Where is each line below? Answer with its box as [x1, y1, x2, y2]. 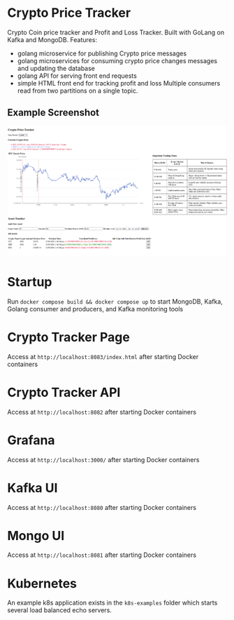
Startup [7, 274, 52, 290]
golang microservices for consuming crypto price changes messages [17, 56, 218, 65]
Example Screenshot [7, 107, 100, 119]
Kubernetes [7, 575, 78, 591]
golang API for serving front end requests [17, 72, 138, 80]
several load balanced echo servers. [7, 606, 112, 614]
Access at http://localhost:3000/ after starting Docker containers [7, 455, 200, 464]
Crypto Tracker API [7, 384, 121, 400]
